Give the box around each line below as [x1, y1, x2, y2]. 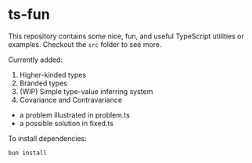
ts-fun [8, 5, 50, 24]
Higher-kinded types [19, 70, 87, 79]
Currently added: [8, 55, 63, 64]
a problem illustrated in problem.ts [19, 110, 131, 119]
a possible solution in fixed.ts [19, 118, 113, 128]
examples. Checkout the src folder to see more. [8, 39, 162, 49]
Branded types [19, 78, 68, 88]
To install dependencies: [8, 133, 88, 143]
